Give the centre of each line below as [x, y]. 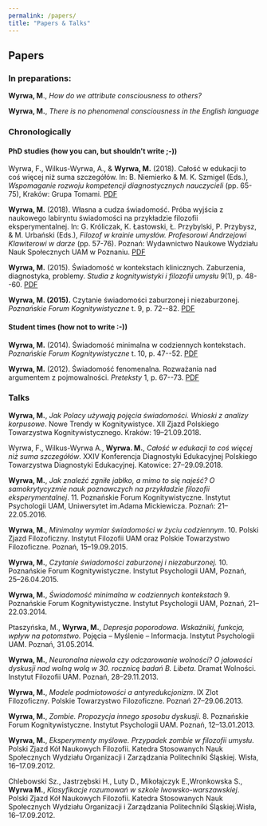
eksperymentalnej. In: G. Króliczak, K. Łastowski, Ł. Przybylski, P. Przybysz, [133, 227]
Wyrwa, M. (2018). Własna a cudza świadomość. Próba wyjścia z [116, 209]
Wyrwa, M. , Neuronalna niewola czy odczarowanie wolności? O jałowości [130, 660]
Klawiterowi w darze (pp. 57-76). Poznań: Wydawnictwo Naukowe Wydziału [133, 244]
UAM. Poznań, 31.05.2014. [51, 644]
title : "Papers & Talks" [49, 23]
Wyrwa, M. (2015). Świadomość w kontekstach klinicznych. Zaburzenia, [127, 268]
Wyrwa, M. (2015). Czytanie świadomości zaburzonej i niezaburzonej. [124, 300]
